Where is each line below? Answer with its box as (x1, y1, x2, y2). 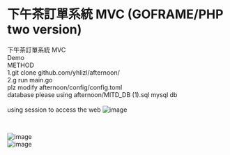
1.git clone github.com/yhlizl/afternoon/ (7, 68, 120, 77)
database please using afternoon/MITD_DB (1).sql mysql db (7, 90, 178, 98)
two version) (7, 22, 82, 38)
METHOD (7, 61, 35, 69)
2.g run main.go (7, 75, 53, 84)
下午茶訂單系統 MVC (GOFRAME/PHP (7, 6, 224, 22)
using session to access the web (7, 105, 101, 114)
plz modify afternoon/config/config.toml (7, 83, 123, 91)
